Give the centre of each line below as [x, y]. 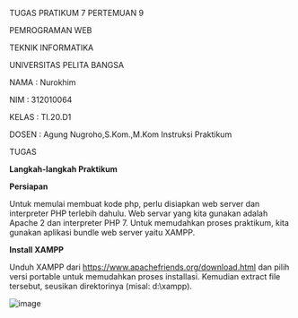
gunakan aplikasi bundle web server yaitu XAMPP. [102, 232]
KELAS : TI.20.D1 [40, 117]
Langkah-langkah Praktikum [64, 169]
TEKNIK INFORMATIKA [52, 47]
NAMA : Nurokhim [43, 82]
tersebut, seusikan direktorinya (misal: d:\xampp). [101, 286]
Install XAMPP [37, 249]
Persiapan [29, 186]
